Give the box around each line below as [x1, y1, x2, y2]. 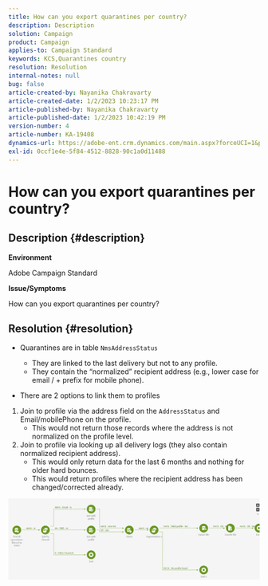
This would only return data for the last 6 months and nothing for [31, 457, 245, 466]
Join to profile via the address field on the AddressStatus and [19, 407, 220, 416]
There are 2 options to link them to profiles [19, 391, 160, 400]
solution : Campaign [8, 29, 73, 37]
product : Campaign [8, 38, 69, 46]
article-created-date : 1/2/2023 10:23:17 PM [8, 96, 159, 105]
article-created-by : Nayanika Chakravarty [8, 88, 152, 96]
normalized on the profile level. [31, 431, 134, 442]
